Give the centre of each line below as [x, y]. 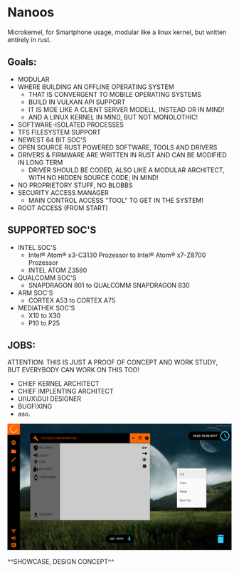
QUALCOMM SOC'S [47, 278]
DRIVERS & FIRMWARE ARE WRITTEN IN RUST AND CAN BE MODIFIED [122, 154]
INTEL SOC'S [37, 247]
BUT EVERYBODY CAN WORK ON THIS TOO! [74, 370]
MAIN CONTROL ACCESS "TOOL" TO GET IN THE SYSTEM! [116, 200]
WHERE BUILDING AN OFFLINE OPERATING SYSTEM [96, 87]
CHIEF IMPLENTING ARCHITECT [65, 391]
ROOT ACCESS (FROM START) [63, 208]
